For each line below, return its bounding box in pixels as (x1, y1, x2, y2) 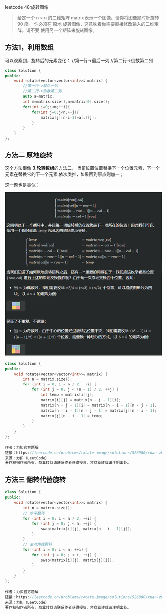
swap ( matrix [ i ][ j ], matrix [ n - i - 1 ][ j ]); (40, 526, 133, 532)
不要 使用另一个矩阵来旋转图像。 (30, 27, 97, 33)
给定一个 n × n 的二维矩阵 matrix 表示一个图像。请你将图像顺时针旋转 (17, 15, 159, 21)
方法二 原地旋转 (5, 151, 53, 159)
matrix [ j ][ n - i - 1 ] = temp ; (40, 413, 103, 418)
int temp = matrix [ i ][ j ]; (40, 392, 94, 397)
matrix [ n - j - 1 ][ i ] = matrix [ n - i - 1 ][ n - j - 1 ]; (40, 403, 157, 408)
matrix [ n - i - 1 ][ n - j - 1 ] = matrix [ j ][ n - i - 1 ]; (40, 408, 157, 413)
